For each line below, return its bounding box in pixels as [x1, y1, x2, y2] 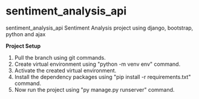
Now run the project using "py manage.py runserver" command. [14, 86, 175, 93]
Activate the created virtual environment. [14, 66, 117, 74]
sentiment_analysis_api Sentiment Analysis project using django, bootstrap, [5, 24, 194, 31]
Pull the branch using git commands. [14, 54, 106, 61]
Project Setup [5, 42, 41, 49]
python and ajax [5, 30, 46, 37]
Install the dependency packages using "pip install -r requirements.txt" [14, 73, 191, 80]
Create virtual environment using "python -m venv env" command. [14, 60, 181, 68]
